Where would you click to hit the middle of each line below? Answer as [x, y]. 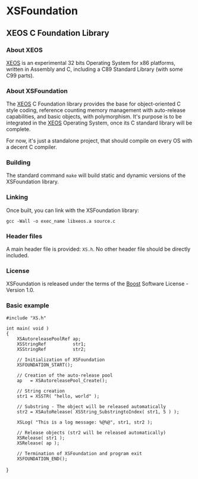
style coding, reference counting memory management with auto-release [96, 110]
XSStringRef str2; [51, 349]
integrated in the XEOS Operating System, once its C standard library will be [99, 123]
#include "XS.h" [26, 318]
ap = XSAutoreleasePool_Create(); [62, 380]
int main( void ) [28, 328]
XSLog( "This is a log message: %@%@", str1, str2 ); [85, 422]
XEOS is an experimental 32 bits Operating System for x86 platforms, [91, 63]
